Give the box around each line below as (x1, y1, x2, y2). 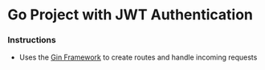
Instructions (7, 35, 57, 46)
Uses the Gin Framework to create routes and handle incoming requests (18, 52, 258, 62)
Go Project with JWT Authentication (7, 6, 254, 24)
